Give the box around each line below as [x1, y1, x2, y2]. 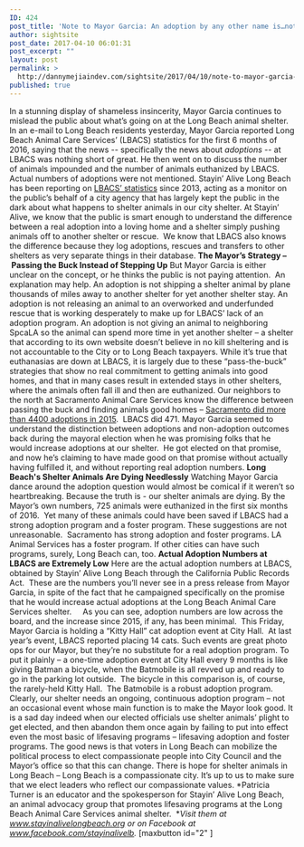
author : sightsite [9, 30, 79, 39]
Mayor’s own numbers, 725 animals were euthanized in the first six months [9, 500, 289, 511]
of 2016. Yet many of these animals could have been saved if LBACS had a [9, 509, 290, 521]
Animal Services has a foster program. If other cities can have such [9, 538, 260, 549]
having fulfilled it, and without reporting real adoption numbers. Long [9, 461, 267, 472]
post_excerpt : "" [9, 47, 75, 56]
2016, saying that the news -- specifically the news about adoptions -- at [9, 144, 282, 155]
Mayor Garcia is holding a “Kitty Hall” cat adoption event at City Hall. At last [9, 625, 292, 636]
